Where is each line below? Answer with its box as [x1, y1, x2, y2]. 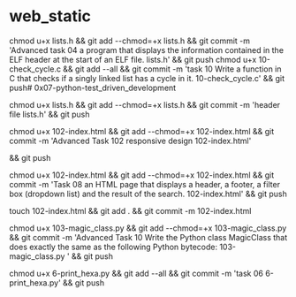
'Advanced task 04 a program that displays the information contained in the [9, 44, 285, 55]
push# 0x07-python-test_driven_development [9, 82, 177, 93]
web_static [9, 6, 91, 27]
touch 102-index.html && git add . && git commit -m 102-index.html [9, 205, 252, 216]
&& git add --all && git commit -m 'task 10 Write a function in [63, 64, 282, 74]
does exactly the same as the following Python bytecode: [9, 241, 218, 252]
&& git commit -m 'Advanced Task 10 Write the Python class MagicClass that [9, 232, 288, 242]
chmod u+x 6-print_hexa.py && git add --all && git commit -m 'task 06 [9, 268, 263, 278]
